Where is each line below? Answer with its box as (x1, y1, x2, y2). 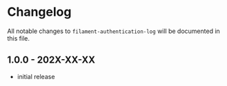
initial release (17, 72, 55, 80)
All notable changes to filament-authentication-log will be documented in (7, 27, 221, 35)
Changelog (7, 4, 72, 20)
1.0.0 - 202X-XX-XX (7, 54, 95, 66)
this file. (7, 34, 30, 42)
